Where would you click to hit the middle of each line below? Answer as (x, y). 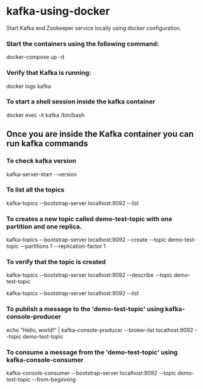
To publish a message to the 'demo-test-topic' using (85, 309)
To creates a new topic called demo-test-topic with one (89, 219)
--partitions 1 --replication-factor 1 (63, 246)
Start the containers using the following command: (83, 44)
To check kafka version (42, 161)
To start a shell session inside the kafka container (81, 102)
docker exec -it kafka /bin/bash (45, 115)
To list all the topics (35, 190)
